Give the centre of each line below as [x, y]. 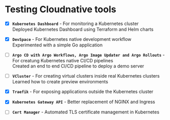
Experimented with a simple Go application [57, 45]
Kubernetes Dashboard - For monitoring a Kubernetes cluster [75, 23]
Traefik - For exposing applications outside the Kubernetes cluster [83, 92]
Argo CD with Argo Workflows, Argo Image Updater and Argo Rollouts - [88, 55]
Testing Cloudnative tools [60, 9]
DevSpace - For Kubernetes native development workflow [72, 39]
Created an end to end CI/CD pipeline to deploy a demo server [78, 66]
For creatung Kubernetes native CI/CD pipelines [63, 61]
